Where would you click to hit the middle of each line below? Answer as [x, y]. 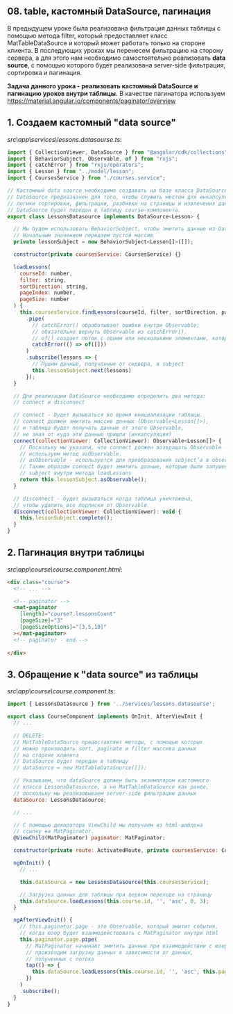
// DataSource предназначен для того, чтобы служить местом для [102, 197]
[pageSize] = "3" [42, 621]
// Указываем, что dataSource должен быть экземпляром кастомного [111, 781]
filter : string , [43, 280]
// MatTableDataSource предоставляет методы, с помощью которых [108, 742]
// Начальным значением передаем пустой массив [84, 236]
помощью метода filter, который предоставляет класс [87, 35]
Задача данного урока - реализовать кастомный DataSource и [103, 86]
